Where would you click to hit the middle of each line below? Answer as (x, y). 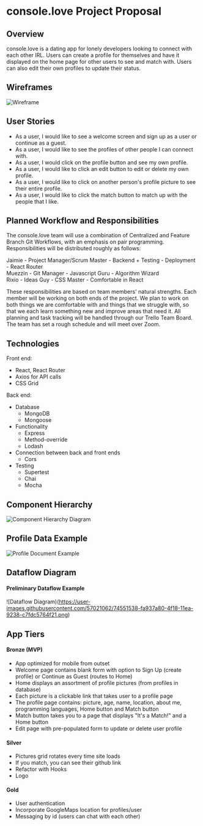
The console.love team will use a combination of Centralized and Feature (98, 235)
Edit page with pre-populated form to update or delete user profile (98, 728)
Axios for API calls (38, 377)
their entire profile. (39, 188)
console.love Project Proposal (84, 11)
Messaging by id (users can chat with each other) (78, 816)
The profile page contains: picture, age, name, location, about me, (98, 703)
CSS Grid (27, 383)
